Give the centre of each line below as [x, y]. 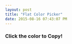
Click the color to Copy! [34, 36]
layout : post [18, 10]
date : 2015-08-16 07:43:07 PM [36, 19]
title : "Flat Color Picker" [34, 14]
